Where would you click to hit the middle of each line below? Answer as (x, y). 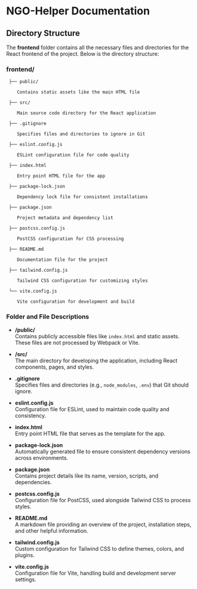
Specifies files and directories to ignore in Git (81, 134)
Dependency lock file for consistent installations (82, 197)
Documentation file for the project (63, 260)
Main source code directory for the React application (87, 113)
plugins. (24, 555)
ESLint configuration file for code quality (73, 155)
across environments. (41, 458)
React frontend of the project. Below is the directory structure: (83, 54)
